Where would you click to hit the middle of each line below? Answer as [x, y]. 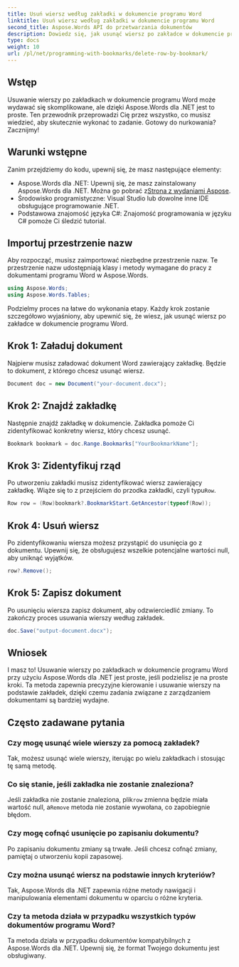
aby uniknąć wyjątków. [41, 557]
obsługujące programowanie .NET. [68, 205]
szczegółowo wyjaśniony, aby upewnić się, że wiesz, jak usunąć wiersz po [117, 316]
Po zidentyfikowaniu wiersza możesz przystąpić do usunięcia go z [105, 543]
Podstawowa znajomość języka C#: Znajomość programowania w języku [124, 213]
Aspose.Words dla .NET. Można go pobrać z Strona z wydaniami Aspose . [124, 191]
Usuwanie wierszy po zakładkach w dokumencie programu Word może [112, 100]
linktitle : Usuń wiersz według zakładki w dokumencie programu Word [111, 21]
